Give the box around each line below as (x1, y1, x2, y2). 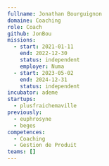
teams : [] (7, 148, 37, 155)
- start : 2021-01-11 (13, 43, 74, 50)
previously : (7, 109, 42, 116)
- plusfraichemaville (13, 102, 77, 109)
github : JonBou (7, 30, 52, 37)
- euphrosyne (13, 115, 52, 122)
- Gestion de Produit (13, 142, 77, 149)
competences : (7, 129, 46, 136)
